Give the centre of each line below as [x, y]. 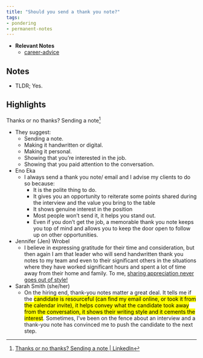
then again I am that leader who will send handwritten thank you [104, 254]
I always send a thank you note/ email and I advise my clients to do [107, 177]
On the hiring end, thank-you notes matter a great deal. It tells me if [108, 292]
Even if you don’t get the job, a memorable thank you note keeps [114, 222]
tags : [13, 18]
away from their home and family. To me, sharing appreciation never [109, 273]
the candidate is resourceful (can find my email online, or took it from [110, 299]
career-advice [42, 53]
